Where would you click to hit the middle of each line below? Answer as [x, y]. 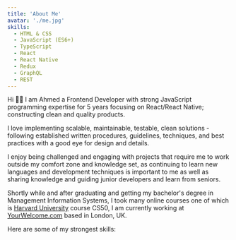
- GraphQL [28, 73]
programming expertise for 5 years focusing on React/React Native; [106, 107]
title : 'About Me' [34, 14]
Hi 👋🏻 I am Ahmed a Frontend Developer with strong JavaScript [100, 100]
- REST [23, 79]
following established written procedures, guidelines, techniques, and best [116, 136]
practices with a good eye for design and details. [78, 143]
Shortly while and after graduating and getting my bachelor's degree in [111, 193]
